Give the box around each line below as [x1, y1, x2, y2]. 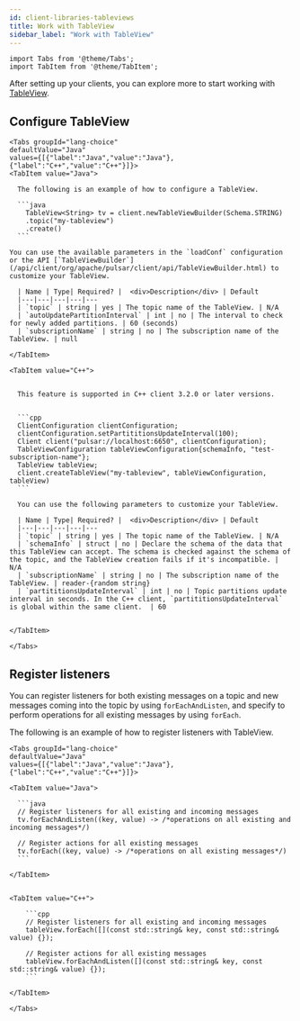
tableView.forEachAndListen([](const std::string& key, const [25, 957, 263, 966]
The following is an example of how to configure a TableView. [17, 185, 259, 194]
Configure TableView [9, 113, 130, 129]
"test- [250, 445, 276, 455]
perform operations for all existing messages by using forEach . [9, 709, 242, 720]
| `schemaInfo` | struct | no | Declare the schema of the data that [17, 539, 283, 549]
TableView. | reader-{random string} [9, 579, 151, 588]
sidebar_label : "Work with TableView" [9, 30, 154, 39]
